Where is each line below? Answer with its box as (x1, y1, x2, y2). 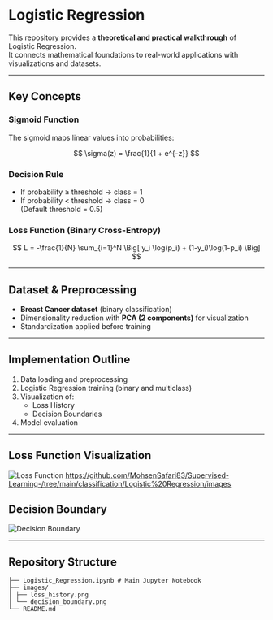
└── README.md (8, 605, 57, 613)
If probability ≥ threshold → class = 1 (19, 187, 144, 197)
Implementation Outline (8, 353, 131, 366)
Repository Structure (8, 555, 118, 569)
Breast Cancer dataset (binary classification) (19, 305, 172, 314)
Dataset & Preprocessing (8, 283, 137, 297)
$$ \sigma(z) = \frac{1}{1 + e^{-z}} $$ (72, 148, 201, 158)
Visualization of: (19, 392, 75, 401)
